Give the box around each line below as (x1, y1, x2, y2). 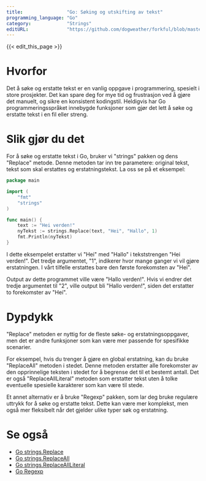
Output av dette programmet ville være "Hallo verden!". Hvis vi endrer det (6, 275, 192, 283)
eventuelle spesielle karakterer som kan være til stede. (6, 381, 144, 388)
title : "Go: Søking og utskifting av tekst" (6, 9, 164, 15)
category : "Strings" (6, 20, 92, 26)
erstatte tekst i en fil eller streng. (6, 111, 88, 118)
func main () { (6, 217, 43, 223)
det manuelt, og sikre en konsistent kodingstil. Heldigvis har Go (6, 98, 166, 105)
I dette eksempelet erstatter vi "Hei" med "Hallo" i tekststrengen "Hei (6, 250, 181, 258)
